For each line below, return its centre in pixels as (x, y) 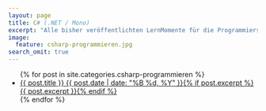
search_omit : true (38, 52)
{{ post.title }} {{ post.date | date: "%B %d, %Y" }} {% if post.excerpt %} (137, 83)
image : (19, 37)
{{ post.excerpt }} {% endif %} (68, 91)
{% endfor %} (42, 100)
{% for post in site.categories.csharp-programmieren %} (112, 74)
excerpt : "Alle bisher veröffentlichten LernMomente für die (111, 30)
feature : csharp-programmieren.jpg (74, 45)
